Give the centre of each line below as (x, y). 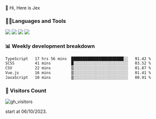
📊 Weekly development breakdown (50, 46)
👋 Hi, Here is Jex (23, 8)
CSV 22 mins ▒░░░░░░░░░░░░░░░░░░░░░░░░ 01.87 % (78, 68)
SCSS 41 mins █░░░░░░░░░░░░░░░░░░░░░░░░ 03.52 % (78, 64)
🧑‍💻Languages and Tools (36, 21)
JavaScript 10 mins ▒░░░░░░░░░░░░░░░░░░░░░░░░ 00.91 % (78, 78)
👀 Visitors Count (26, 91)
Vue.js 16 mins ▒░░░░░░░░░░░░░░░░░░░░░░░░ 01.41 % (78, 73)
